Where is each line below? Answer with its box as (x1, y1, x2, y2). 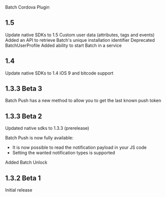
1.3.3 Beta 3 (5, 85, 42, 93)
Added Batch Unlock (5, 159, 48, 166)
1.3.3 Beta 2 (5, 112, 42, 120)
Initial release (5, 187, 32, 193)
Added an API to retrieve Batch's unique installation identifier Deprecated (5, 37, 155, 43)
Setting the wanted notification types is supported (12, 150, 115, 156)
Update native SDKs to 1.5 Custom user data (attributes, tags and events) (5, 32, 155, 38)
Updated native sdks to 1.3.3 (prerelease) (5, 125, 89, 131)
